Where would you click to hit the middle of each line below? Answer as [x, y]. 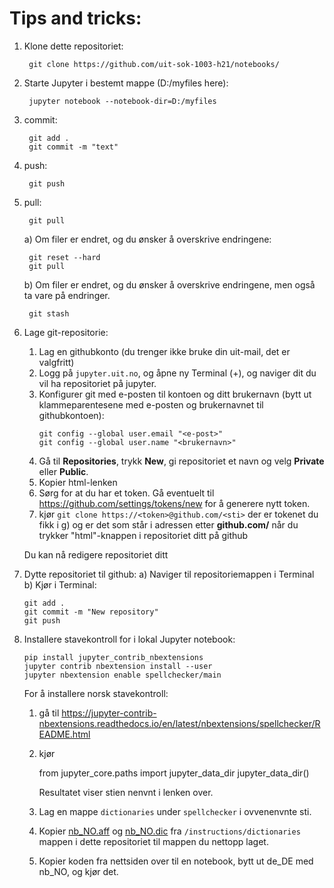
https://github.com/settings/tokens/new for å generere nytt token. [174, 503]
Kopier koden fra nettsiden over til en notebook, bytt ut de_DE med [176, 861]
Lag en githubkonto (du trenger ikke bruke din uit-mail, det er [164, 351]
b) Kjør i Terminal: [60, 584]
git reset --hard [64, 257]
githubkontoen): [71, 415]
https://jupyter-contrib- [109, 713]
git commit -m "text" [73, 147]
